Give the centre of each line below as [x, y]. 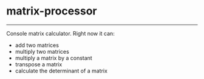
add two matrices [37, 45]
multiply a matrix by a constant [53, 58]
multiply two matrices [42, 51]
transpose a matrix [39, 64]
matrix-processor [52, 11]
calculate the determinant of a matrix [61, 71]
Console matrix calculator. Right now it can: [61, 33]
